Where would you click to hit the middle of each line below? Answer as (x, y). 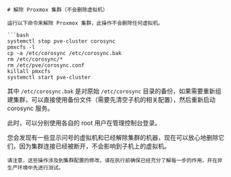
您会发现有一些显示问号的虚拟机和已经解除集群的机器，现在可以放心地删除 (113, 137)
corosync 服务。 (30, 108)
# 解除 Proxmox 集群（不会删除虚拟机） (58, 10)
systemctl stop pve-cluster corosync (61, 41)
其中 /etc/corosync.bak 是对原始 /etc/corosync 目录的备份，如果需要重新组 (114, 91)
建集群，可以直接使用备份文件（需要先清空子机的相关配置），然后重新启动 (111, 100)
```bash (18, 35)
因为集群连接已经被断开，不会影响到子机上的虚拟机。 (94, 146)
